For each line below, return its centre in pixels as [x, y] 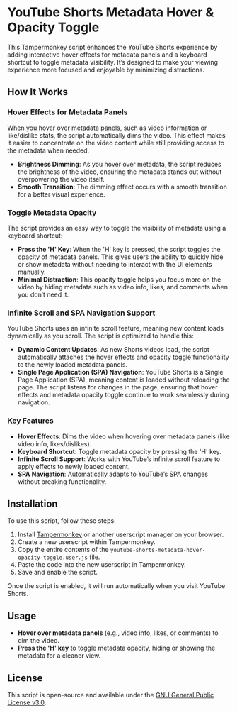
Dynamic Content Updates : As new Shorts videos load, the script [114, 350]
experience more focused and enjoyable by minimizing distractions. [106, 70]
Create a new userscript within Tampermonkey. [86, 542]
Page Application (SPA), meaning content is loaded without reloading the [123, 380]
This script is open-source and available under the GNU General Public [111, 695]
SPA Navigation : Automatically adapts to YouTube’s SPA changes [113, 474]
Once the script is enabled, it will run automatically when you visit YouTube [116, 586]
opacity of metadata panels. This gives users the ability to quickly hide [121, 257]
